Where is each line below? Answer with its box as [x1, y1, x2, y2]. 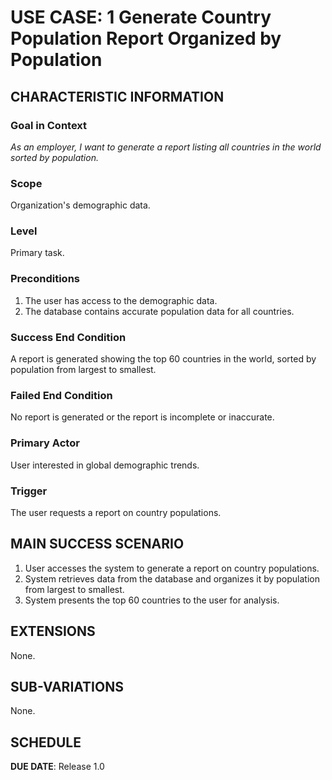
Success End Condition [10, 330, 127, 344]
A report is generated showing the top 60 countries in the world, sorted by [10, 353, 317, 365]
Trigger [10, 484, 48, 498]
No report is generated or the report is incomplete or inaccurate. [10, 411, 275, 423]
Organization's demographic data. [10, 199, 151, 211]
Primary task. [10, 247, 65, 259]
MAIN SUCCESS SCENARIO [10, 536, 185, 553]
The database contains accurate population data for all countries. [24, 305, 295, 317]
